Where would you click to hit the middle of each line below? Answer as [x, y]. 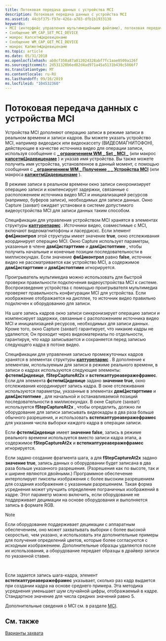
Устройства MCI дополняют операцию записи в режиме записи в [74, 132]
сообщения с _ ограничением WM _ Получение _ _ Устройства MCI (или [82, 169]
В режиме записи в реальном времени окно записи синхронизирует [78, 184]
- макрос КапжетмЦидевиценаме [36, 47]
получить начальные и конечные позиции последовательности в [74, 251]
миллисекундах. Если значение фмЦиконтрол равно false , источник [78, 257]
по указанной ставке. [28, 556]
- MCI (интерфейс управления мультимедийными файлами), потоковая [75, 28]
